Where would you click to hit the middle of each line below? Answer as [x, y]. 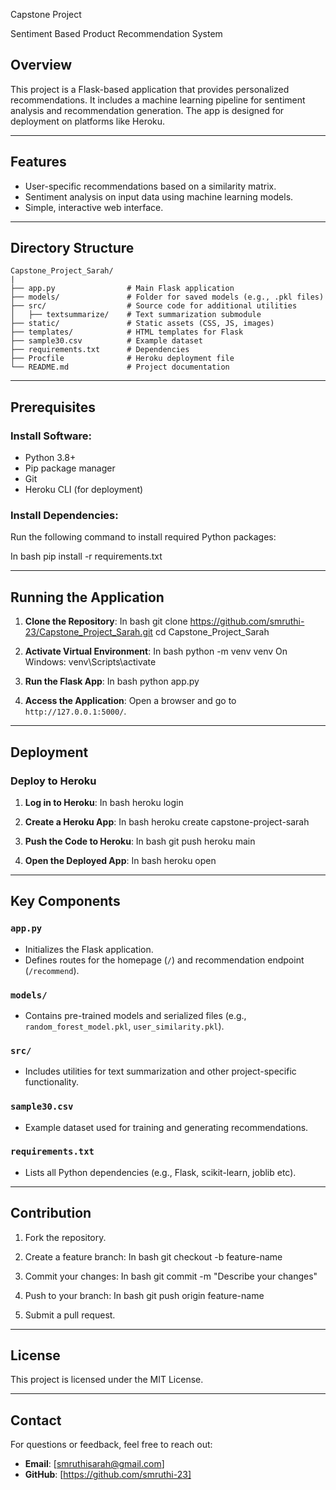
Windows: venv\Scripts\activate [90, 662]
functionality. [51, 1082]
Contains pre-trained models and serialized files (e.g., [135, 1015]
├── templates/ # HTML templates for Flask [127, 332]
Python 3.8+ [50, 458]
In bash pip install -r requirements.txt [86, 556]
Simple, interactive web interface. [94, 207]
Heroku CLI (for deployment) [84, 490]
